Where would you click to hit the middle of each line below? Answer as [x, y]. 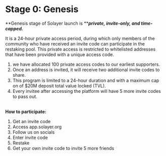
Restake [21, 143]
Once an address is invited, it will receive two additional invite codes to [86, 70]
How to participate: [26, 112]
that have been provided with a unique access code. [60, 55]
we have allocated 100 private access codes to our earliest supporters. [86, 64]
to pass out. [25, 96]
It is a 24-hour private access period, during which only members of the [80, 38]
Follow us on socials [34, 132]
